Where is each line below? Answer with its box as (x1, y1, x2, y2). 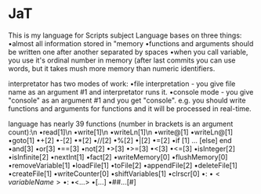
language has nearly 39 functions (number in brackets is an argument (8, 119, 234, 128)
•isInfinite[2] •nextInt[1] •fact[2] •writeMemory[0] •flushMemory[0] (8, 152, 228, 161)
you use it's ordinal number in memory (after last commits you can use (8, 56, 237, 65)
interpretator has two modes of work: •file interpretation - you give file (8, 79, 236, 88)
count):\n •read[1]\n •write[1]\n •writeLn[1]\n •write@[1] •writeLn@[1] (8, 127, 234, 137)
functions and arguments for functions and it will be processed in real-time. (8, 103, 252, 113)
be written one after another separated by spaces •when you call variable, (8, 47, 248, 56)
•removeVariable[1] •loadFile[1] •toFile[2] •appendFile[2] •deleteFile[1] (8, 160, 237, 170)
